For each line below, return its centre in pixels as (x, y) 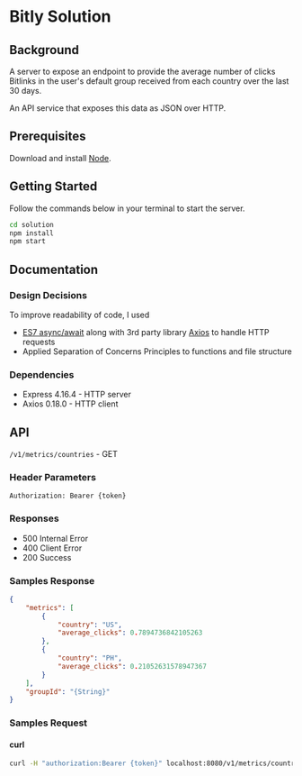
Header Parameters (53, 477)
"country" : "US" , (90, 625)
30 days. (26, 91)
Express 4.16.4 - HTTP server (77, 395)
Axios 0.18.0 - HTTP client (70, 404)
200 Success (47, 557)
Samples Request (49, 723)
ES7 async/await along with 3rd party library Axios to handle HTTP (146, 332)
